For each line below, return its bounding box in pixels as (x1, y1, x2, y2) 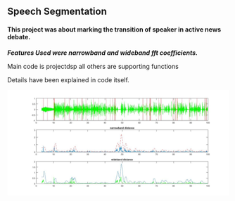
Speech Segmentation (7, 6, 108, 18)
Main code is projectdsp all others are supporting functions (7, 62, 179, 70)
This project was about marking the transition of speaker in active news (7, 25, 222, 34)
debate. (7, 32, 31, 41)
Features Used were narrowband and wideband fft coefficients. (7, 48, 198, 57)
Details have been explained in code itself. (7, 75, 130, 84)
